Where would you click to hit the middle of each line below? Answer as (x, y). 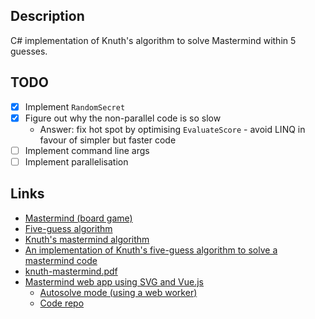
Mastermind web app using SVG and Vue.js (114, 281)
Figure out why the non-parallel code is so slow (123, 118)
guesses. (29, 51)
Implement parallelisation (76, 161)
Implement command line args (87, 150)
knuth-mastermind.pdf (71, 271)
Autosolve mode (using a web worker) (118, 292)
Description (47, 16)
